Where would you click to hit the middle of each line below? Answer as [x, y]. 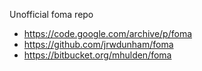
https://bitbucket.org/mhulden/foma [97, 55]
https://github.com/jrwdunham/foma [98, 44]
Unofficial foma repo [51, 14]
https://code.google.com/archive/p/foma [108, 33]
